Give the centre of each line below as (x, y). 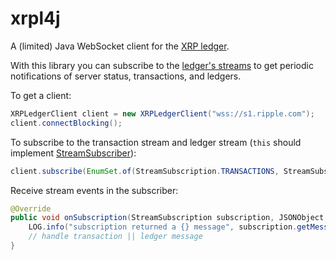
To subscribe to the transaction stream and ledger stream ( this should (156, 142)
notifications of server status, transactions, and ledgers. (126, 76)
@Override (31, 208)
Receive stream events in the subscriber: (94, 190)
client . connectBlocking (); (66, 123)
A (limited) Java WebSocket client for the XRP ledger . (120, 46)
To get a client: (41, 95)
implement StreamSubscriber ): (73, 153)
